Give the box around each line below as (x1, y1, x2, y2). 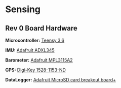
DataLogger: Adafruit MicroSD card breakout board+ (5, 77, 116, 82)
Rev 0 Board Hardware (5, 24, 77, 33)
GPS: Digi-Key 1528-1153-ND (5, 67, 66, 73)
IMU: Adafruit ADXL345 (5, 47, 55, 53)
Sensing (5, 4, 41, 15)
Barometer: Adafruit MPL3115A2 (5, 57, 73, 63)
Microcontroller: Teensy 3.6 (5, 37, 65, 43)
